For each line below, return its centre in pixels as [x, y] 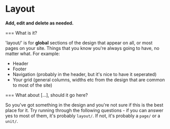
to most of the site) [32, 85]
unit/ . [12, 121]
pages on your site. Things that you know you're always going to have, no [82, 48]
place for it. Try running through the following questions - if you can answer [84, 110]
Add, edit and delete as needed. [40, 23]
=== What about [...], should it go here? [46, 95]
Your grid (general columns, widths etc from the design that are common [89, 80]
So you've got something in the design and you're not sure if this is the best [84, 105]
